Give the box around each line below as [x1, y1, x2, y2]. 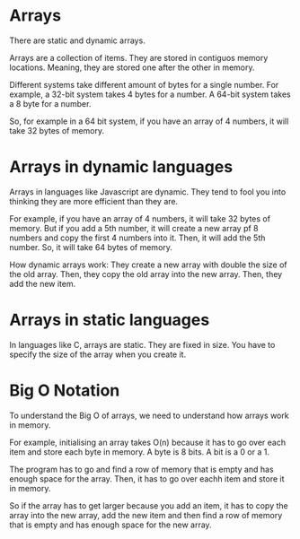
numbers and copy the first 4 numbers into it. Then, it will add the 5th [9, 232, 266, 243]
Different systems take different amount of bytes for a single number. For [9, 79, 279, 90]
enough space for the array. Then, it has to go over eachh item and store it [9, 473, 285, 484]
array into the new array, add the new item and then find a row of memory [9, 509, 283, 520]
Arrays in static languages [9, 310, 210, 330]
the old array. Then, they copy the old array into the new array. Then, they [9, 268, 283, 279]
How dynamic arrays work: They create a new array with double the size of [9, 259, 287, 270]
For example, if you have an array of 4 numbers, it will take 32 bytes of [9, 213, 271, 224]
